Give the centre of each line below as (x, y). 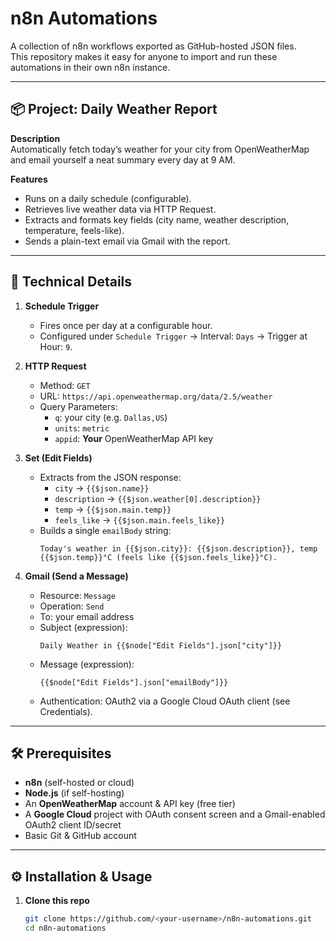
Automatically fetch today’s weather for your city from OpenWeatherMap (160, 149)
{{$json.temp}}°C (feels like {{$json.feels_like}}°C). (158, 557)
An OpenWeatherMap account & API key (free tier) (130, 804)
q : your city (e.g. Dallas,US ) (111, 417)
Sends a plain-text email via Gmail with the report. (127, 241)
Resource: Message (77, 595)
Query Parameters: (78, 406)
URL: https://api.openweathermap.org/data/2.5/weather (156, 396)
